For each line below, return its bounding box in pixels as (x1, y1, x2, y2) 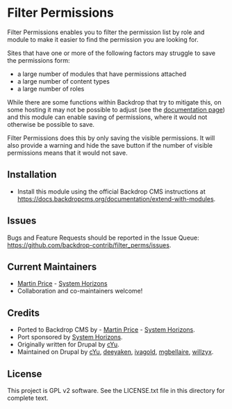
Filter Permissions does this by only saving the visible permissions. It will (7, 134, 215, 142)
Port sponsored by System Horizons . (17, 333, 123, 341)
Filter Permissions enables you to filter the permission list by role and (7, 28, 205, 36)
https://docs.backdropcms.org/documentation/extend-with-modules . (17, 194, 216, 203)
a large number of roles (17, 84, 85, 93)
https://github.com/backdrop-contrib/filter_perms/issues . (7, 240, 172, 249)
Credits (7, 307, 40, 318)
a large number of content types (17, 77, 110, 85)
